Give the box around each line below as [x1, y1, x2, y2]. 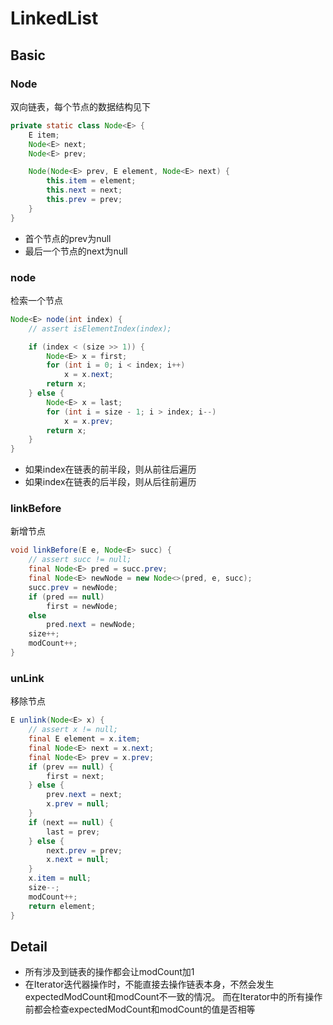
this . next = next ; [46, 185, 123, 196]
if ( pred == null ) [28, 592, 105, 602]
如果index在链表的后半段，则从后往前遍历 [24, 476, 197, 488]
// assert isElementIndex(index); [28, 323, 172, 334]
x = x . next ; [63, 370, 114, 380]
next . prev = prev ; [46, 845, 123, 856]
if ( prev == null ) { [28, 762, 114, 772]
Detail [10, 938, 48, 955]
